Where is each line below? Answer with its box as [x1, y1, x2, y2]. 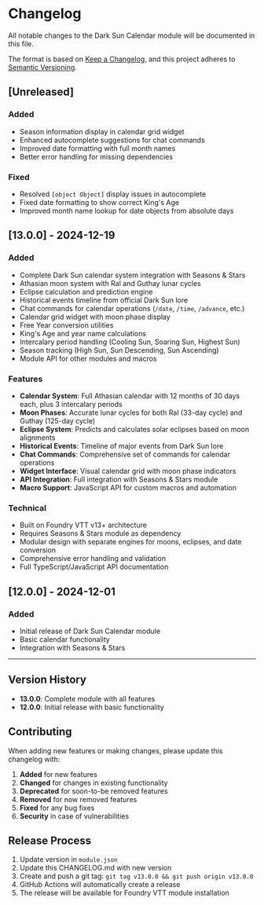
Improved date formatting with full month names [19, 143, 176, 153]
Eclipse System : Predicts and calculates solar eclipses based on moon [19, 424, 250, 434]
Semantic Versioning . [8, 62, 77, 71]
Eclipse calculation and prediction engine [19, 287, 153, 296]
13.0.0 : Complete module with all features [19, 694, 156, 703]
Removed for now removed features [19, 794, 137, 804]
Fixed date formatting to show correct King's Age [19, 197, 179, 207]
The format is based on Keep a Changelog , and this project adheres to [8, 54, 236, 64]
